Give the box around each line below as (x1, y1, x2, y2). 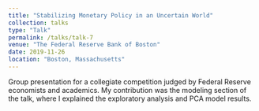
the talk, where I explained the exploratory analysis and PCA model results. (8, 94, 252, 103)
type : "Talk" (8, 26, 51, 34)
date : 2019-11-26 (8, 48, 66, 56)
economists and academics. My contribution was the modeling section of (8, 85, 247, 94)
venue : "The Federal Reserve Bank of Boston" (8, 41, 160, 49)
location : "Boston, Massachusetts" (8, 56, 126, 64)
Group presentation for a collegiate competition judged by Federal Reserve (8, 76, 251, 87)
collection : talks (8, 19, 69, 27)
